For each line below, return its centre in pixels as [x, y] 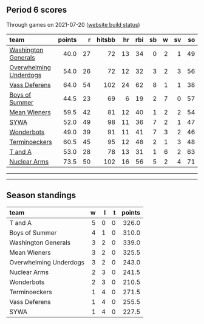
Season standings [41, 195]
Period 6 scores [37, 10]
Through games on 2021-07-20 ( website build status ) [73, 24]
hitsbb [106, 40]
